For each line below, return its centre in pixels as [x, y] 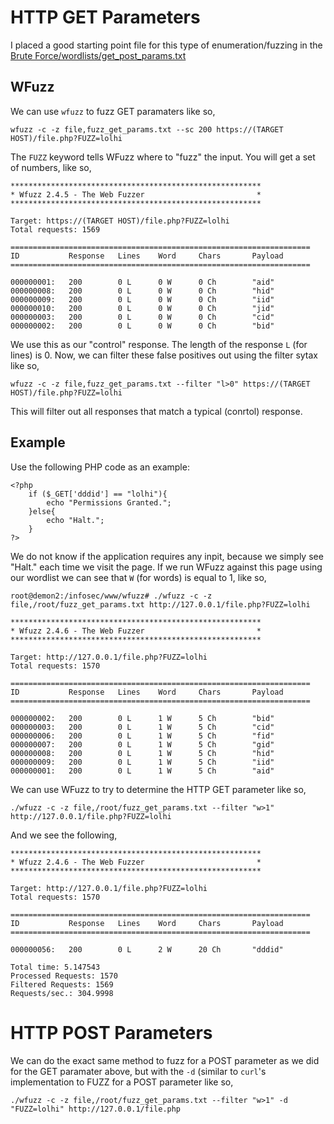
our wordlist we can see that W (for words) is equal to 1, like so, [138, 577]
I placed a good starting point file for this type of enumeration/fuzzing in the [166, 45]
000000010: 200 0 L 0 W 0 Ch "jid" [142, 308]
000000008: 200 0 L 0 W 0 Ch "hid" [142, 291]
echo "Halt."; [75, 520]
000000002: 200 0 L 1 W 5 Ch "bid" [142, 718]
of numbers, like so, [51, 167]
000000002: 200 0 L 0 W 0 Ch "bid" [142, 326]
